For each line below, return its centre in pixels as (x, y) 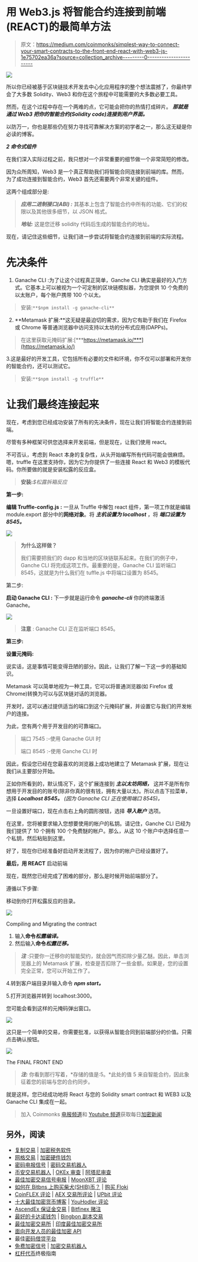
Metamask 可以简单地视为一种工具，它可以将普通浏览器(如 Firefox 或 (90, 686)
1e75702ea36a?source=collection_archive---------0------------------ (105, 57)
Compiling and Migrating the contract (52, 924)
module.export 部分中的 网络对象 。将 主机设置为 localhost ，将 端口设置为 (96, 514)
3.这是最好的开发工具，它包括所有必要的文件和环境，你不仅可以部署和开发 (96, 358)
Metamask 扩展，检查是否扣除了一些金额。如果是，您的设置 (115, 963)
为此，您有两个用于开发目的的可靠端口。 (55, 726)
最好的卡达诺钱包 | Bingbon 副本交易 (59, 1216)
